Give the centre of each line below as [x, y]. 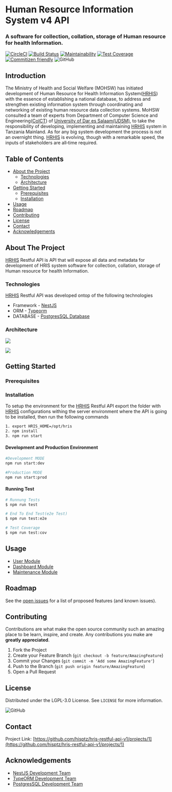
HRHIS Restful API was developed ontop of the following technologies [79, 295]
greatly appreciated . [27, 640]
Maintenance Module [35, 572]
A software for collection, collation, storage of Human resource [85, 37]
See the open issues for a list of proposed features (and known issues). [81, 601]
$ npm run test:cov [26, 533]
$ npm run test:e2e [26, 519]
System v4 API [37, 20]
